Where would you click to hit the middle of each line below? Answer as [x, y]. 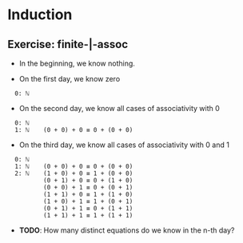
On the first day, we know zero [70, 79]
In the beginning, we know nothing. [77, 63]
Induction [40, 15]
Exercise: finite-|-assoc [68, 44]
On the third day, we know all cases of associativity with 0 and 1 [124, 145]
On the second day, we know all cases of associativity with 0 [120, 108]
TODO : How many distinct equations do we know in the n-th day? [127, 230]
